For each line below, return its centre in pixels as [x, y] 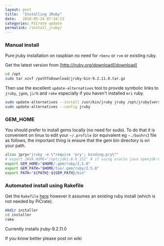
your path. [15, 146]
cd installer [18, 215]
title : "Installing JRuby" [34, 14]
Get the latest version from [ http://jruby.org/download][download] [71, 65]
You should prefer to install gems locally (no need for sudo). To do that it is [80, 130]
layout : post [18, 10]
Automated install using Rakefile [44, 185]
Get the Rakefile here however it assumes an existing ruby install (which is [80, 196]
